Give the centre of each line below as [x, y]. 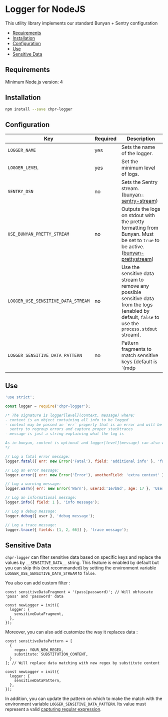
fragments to [136, 349]
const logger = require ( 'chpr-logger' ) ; [48, 406]
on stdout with [138, 215]
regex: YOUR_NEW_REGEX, [39, 650]
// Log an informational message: [41, 498]
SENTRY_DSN [20, 192]
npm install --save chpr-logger [39, 109]
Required [105, 139]
